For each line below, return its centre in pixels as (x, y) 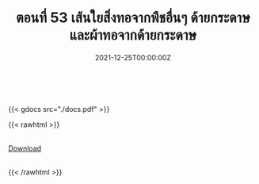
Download (25, 148)
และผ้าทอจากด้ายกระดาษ (133, 35)
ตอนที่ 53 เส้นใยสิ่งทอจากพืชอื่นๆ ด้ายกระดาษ (133, 18)
